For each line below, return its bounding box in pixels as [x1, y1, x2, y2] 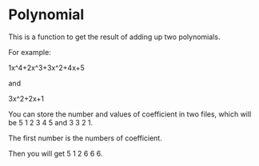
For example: [8, 47, 52, 57]
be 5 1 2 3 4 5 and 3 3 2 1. [8, 117, 94, 127]
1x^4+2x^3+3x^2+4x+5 [8, 62, 86, 73]
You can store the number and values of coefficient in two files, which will [8, 109, 252, 119]
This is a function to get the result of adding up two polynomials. [8, 32, 221, 41]
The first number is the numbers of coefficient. [8, 133, 162, 143]
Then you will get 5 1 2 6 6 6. [8, 148, 103, 158]
